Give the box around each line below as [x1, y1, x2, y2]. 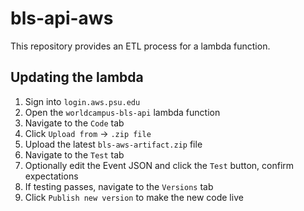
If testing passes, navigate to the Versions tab [24, 180, 214, 192]
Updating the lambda [10, 69, 144, 86]
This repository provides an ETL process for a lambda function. [10, 40, 271, 52]
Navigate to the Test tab [24, 148, 125, 161]
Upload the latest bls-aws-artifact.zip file [24, 138, 203, 150]
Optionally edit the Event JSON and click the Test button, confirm [24, 159, 295, 171]
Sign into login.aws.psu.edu [24, 95, 141, 107]
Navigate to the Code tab [24, 117, 125, 129]
